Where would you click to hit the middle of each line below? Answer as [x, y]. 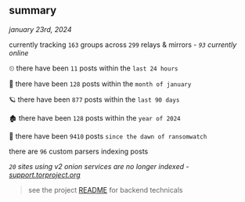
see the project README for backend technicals [105, 189]
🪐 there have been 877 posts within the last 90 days [94, 99]
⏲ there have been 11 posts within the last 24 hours [94, 68]
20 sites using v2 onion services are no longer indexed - [99, 166]
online [19, 52]
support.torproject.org [45, 175]
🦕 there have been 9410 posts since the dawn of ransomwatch [108, 136]
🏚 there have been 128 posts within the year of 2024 [95, 117]
